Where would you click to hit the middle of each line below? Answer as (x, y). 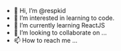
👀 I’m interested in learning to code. (64, 18)
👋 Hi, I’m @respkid (40, 11)
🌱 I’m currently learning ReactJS (59, 25)
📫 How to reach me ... (45, 40)
